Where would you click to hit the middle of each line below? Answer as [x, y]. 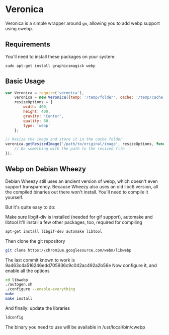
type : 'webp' [37, 125]
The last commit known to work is [40, 260]
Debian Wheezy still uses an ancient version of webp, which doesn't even [81, 181]
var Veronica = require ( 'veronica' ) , [45, 93]
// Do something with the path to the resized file [69, 149]
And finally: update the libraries [38, 308]
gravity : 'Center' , [44, 116]
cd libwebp [17, 280]
